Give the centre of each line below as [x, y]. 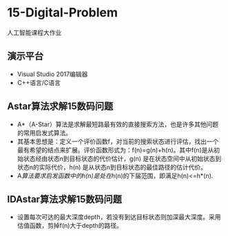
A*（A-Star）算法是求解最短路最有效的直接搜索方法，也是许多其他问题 [118, 124]
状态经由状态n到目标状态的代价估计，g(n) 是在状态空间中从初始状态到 [122, 158]
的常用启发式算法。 [44, 132]
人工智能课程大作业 [34, 32]
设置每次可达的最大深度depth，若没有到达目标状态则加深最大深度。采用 [119, 217]
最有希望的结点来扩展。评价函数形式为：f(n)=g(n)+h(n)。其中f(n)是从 [115, 150]
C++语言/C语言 [39, 82]
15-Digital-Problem [63, 13]
